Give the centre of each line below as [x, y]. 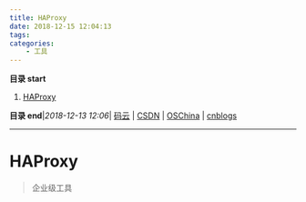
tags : [20, 35]
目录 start [28, 79]
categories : [32, 43]
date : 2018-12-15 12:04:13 [61, 26]
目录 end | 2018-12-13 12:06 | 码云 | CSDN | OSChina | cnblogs [123, 116]
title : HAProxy [38, 18]
